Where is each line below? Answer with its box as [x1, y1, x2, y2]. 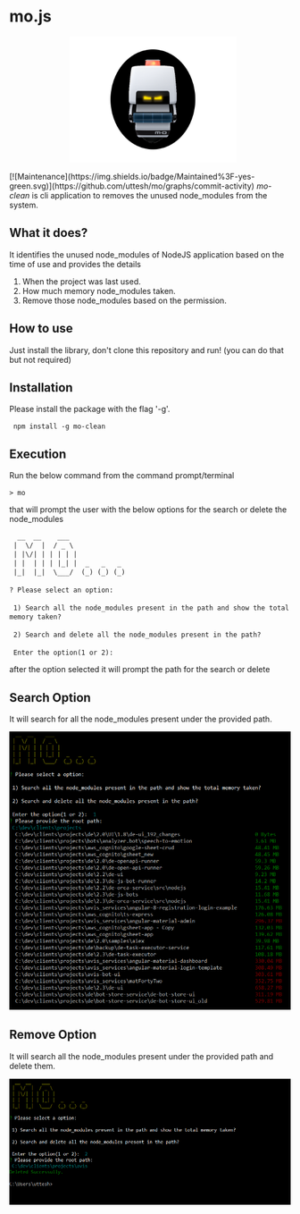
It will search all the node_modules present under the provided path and [9, 1050, 274, 1061]
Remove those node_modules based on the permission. [21, 295, 228, 306]
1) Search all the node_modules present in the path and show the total [12, 603, 290, 613]
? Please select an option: [9, 586, 114, 595]
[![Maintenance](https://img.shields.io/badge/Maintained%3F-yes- [9, 171, 255, 181]
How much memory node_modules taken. [21, 285, 176, 296]
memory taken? [9, 612, 62, 622]
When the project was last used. [21, 275, 141, 287]
